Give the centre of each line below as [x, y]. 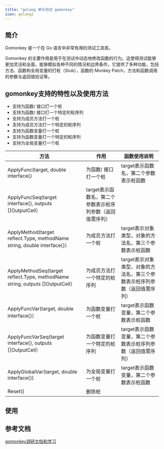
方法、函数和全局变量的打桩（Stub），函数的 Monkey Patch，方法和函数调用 [81, 71]
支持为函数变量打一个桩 [36, 131]
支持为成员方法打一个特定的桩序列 [46, 125]
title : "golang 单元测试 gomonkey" [40, 10]
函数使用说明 [139, 156]
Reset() [16, 391]
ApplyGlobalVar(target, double [42, 372]
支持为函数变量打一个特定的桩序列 [46, 137]
